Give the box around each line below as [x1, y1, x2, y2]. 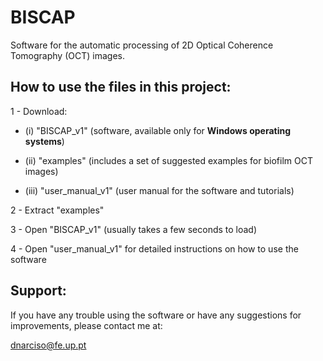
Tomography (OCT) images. [10, 49, 125, 61]
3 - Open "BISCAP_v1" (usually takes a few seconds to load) [10, 223, 258, 235]
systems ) [24, 135, 65, 147]
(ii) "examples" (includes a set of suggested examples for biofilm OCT [24, 154, 313, 166]
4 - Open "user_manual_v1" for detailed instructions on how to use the [10, 242, 299, 255]
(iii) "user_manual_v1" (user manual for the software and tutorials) [24, 184, 295, 196]
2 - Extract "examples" [10, 204, 105, 216]
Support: [10, 282, 67, 300]
